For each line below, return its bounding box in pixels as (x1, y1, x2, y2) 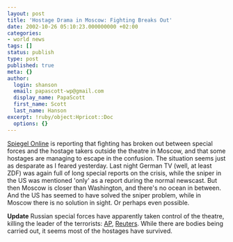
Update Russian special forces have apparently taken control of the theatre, (7, 211, 225, 220)
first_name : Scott (13, 101, 67, 108)
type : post (7, 56, 39, 63)
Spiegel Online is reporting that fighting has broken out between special (7, 139, 214, 147)
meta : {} (7, 68, 33, 75)
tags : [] (7, 42, 33, 49)
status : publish (7, 49, 54, 56)
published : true (7, 62, 54, 69)
